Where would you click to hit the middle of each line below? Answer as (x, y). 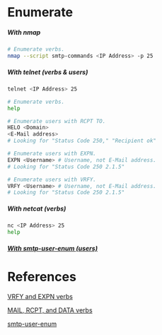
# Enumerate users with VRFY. (52, 180)
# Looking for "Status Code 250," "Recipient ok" (82, 141)
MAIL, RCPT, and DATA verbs (50, 310)
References (42, 277)
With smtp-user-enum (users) (52, 248)
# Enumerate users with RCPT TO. (57, 121)
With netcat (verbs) (37, 208)
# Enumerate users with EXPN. (52, 153)
